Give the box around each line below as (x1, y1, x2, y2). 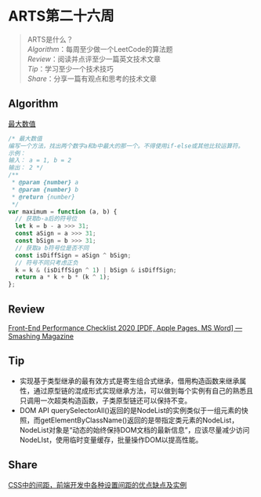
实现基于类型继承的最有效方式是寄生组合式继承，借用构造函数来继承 (19, 376, 240, 386)
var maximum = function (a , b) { (8, 207, 118, 216)
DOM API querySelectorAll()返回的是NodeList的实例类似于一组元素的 (19, 405, 241, 415)
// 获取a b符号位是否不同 (15, 244, 89, 252)
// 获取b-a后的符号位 (15, 215, 78, 223)
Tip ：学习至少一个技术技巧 (27, 64, 114, 73)
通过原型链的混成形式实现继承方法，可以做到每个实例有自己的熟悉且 (33, 386, 253, 395)
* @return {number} (11, 193, 76, 201)
